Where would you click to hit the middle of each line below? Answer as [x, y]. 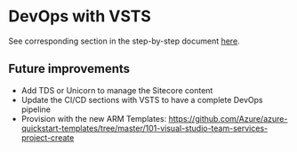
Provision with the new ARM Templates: [94, 118]
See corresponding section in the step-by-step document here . [124, 41]
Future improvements [69, 69]
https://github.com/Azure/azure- [228, 118]
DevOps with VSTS [80, 16]
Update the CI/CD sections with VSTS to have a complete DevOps [142, 100]
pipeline [36, 109]
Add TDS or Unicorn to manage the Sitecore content [117, 90]
